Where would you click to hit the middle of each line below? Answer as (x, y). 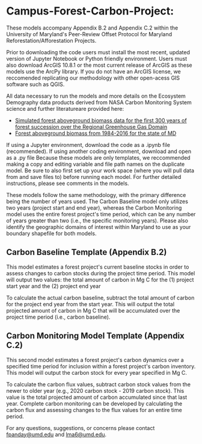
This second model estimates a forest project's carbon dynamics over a (95, 360)
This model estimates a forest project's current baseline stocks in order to (98, 267)
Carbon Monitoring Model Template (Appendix (95, 336)
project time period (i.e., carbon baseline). (58, 317)
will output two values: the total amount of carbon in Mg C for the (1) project (100, 280)
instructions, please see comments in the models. (68, 183)
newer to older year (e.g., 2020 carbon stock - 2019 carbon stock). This (95, 390)
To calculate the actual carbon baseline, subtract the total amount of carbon (100, 298)
